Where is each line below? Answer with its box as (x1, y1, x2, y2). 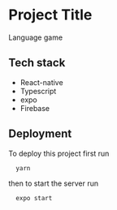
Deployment (8, 127, 72, 141)
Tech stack (8, 56, 66, 70)
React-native (19, 77, 63, 87)
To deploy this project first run (8, 148, 110, 158)
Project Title (8, 6, 93, 24)
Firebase (19, 103, 50, 113)
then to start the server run (8, 178, 99, 188)
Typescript (19, 86, 57, 96)
